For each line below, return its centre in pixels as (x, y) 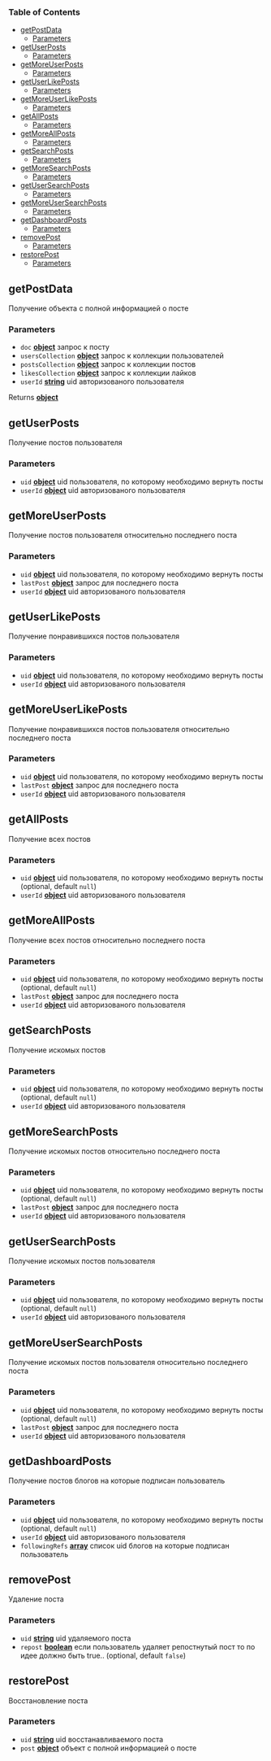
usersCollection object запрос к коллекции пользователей (122, 355)
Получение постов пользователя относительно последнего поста (123, 535)
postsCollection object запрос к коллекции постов (108, 364)
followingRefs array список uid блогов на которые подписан (125, 1545)
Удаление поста (37, 1599)
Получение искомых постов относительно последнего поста (114, 1151)
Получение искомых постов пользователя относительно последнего (128, 1362)
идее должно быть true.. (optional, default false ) (103, 1655)
